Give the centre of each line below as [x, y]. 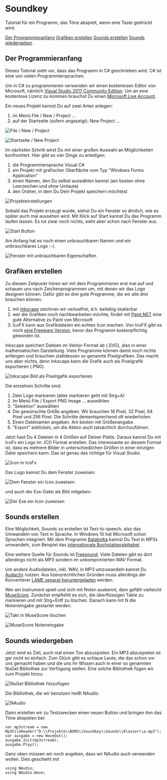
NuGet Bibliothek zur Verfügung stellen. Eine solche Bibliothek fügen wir [80, 669]
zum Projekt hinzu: [24, 674]
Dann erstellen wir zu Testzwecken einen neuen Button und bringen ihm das [83, 713]
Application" [25, 175]
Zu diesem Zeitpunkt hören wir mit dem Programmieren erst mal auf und [79, 283]
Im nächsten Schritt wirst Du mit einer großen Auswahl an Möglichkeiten [79, 150]
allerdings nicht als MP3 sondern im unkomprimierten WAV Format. [74, 560]
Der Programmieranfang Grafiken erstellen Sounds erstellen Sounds [75, 37]
